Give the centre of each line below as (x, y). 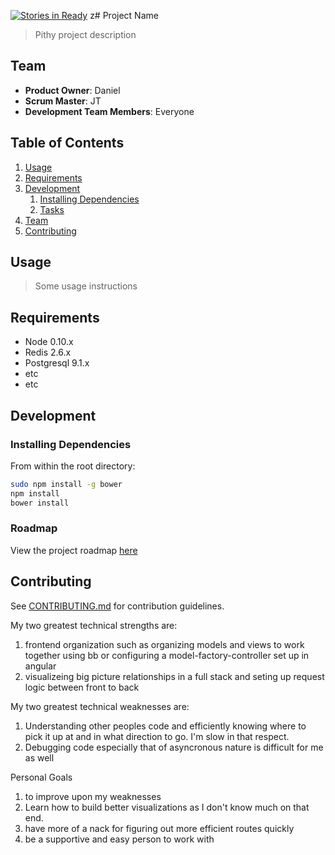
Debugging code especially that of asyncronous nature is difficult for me (174, 747)
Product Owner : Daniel (72, 90)
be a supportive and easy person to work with (119, 839)
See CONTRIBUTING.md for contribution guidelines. (117, 606)
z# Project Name (124, 15)
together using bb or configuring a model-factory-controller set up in (167, 655)
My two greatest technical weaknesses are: (100, 706)
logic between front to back (82, 687)
